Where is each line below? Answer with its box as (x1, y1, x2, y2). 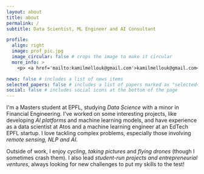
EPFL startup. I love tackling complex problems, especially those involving (6, 130, 191, 137)
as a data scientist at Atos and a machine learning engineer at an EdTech (6, 123, 189, 130)
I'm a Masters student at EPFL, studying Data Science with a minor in (6, 104, 179, 111)
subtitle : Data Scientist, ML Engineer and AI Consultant (6, 25, 156, 32)
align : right (12, 42, 45, 49)
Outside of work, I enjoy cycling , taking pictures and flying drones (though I (6, 148, 195, 155)
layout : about (6, 8, 42, 15)
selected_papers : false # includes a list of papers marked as (6, 81, 170, 88)
